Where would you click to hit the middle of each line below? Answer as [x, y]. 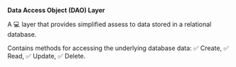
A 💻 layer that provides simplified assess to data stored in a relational [109, 24]
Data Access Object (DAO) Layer [56, 10]
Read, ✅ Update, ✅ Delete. [47, 56]
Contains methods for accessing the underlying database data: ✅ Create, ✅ [118, 48]
